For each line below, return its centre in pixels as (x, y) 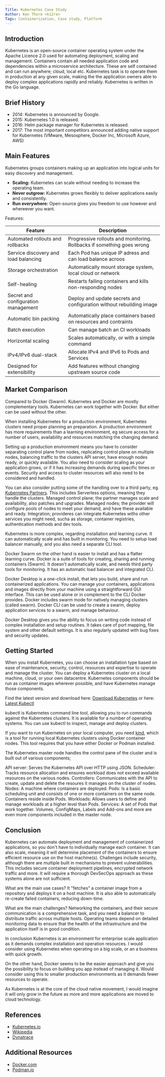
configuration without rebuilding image (113, 304)
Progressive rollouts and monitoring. (110, 239)
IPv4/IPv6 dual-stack (32, 355)
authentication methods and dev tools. (44, 524)
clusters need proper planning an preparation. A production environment (79, 426)
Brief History (25, 103)
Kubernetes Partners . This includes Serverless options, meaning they (75, 493)
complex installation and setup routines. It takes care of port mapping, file (80, 625)
